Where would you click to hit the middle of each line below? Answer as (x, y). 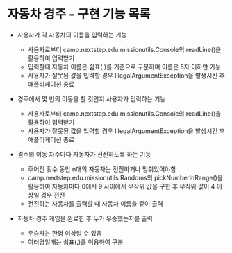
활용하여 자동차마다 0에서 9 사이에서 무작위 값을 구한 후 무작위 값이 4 (121, 186)
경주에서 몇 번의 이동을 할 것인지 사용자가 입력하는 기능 (91, 98)
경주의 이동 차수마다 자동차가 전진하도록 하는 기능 (84, 154)
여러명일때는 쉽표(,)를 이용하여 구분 (75, 242)
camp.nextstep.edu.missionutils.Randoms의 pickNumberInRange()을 (125, 177)
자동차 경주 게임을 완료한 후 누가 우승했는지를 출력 (85, 218)
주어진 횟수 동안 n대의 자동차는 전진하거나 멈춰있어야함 (102, 169)
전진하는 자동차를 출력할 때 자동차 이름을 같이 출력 (95, 203)
